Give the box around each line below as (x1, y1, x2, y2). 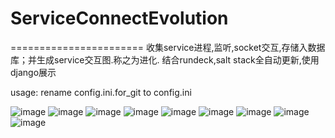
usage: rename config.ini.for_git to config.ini (10, 86, 192, 98)
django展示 (10, 66, 57, 78)
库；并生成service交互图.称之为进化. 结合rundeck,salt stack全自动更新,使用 (10, 53, 320, 66)
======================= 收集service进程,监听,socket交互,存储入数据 (10, 41, 326, 53)
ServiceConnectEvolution (10, 7, 229, 30)
